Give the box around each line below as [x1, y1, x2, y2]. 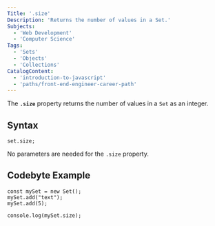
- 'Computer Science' [13, 36, 76, 43]
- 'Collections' [13, 61, 60, 68]
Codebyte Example [7, 169, 91, 181]
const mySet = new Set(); [7, 187, 81, 195]
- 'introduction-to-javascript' [13, 74, 107, 81]
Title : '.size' [7, 10, 51, 17]
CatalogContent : [7, 68, 54, 74]
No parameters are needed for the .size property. [7, 150, 150, 158]
